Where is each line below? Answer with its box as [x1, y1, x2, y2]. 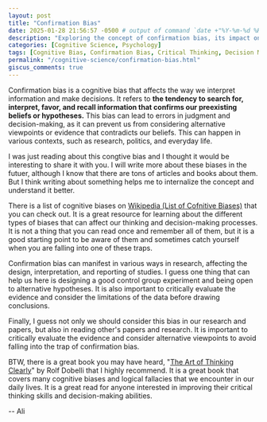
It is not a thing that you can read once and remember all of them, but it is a [8, 226, 255, 236]
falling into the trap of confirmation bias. [8, 342, 140, 351]
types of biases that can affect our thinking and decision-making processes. [8, 217, 258, 227]
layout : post [8, 11, 52, 20]
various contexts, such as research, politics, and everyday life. [8, 136, 213, 146]
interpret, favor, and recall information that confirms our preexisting [8, 102, 238, 111]
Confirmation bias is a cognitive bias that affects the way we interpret [8, 85, 236, 95]
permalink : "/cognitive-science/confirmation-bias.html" [8, 57, 201, 64]
